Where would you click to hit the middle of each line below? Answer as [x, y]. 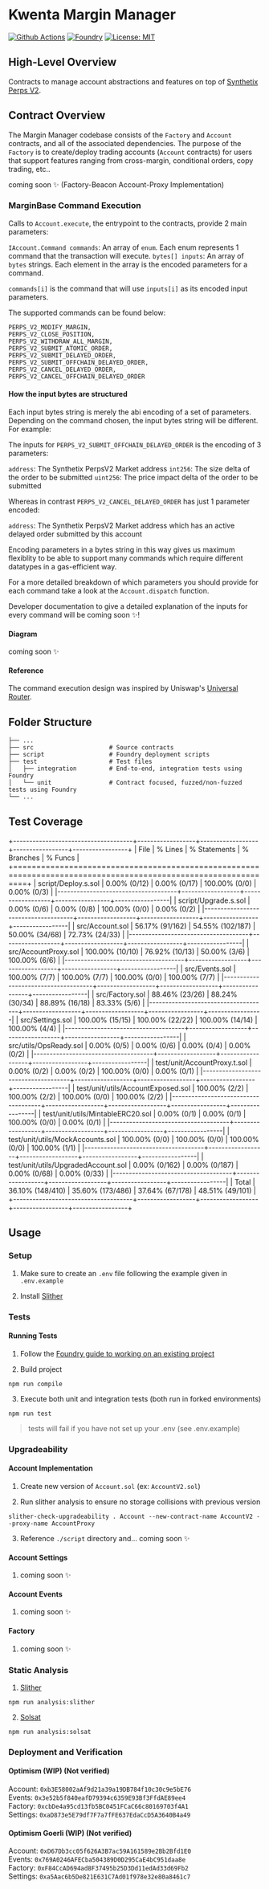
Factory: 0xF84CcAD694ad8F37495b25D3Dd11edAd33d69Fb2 [98, 1868]
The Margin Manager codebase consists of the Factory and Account [120, 135]
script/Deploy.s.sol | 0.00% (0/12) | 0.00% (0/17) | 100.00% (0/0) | [147, 883]
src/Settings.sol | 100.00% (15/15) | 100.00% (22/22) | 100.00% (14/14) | [139, 1020]
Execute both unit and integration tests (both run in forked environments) [141, 1398]
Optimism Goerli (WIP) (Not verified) [70, 1833]
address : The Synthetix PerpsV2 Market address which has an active [122, 526]
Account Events [35, 1594]
